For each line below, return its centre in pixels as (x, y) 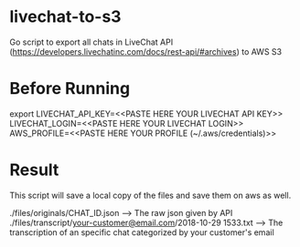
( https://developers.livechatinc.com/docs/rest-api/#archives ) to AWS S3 (145, 51)
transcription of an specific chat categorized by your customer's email (142, 232)
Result (34, 170)
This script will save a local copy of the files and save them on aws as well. (150, 195)
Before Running (70, 89)
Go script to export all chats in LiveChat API (91, 42)
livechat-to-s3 (65, 17)
